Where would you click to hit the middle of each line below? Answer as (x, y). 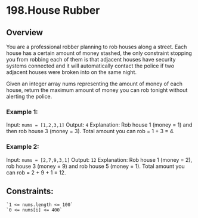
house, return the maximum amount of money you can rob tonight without (97, 90)
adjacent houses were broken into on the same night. (72, 72)
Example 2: (23, 147)
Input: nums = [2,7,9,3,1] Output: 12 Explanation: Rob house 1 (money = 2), (99, 159)
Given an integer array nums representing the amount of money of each (95, 84)
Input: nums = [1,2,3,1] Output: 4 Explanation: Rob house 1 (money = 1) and (99, 125)
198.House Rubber (53, 10)
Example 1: (22, 112)
